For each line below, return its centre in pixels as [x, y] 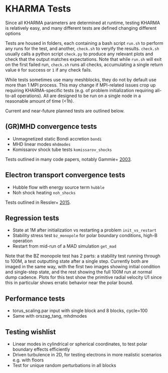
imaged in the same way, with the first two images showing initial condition [83, 267]
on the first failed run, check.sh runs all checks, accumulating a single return [84, 64]
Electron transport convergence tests [65, 175]
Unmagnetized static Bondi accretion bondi [57, 138]
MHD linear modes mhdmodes [41, 144]
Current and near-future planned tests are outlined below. [65, 111]
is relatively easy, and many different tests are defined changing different [81, 28]
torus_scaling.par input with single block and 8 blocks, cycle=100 [80, 311]
